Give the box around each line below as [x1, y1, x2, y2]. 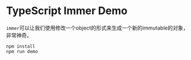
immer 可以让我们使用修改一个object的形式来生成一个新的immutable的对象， [6, 24, 189, 31]
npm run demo [6, 48, 38, 54]
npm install [6, 43, 35, 49]
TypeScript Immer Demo [6, 4, 128, 18]
